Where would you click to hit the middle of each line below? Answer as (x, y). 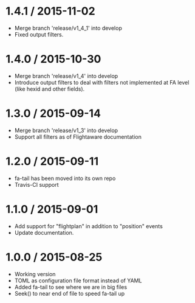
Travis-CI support (36, 184)
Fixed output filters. (39, 34)
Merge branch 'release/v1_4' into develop (66, 76)
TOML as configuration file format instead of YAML (78, 280)
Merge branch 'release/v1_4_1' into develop (68, 28)
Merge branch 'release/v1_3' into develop (66, 130)
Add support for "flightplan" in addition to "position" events (89, 226)
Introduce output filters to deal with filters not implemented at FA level (102, 82)
